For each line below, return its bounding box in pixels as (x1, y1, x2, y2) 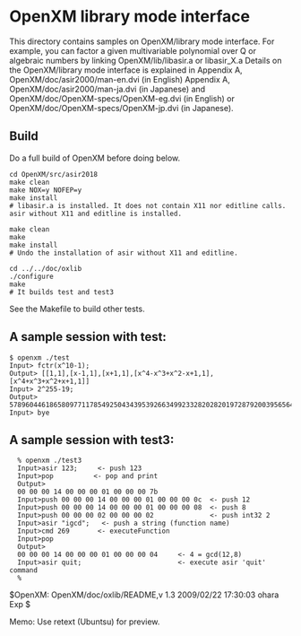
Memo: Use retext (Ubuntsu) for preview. (9, 616, 160, 627)
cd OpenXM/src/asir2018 (9, 170, 99, 179)
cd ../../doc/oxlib (9, 264, 82, 273)
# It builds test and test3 (9, 287, 115, 297)
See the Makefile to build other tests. (9, 303, 145, 314)
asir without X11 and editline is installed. (9, 209, 182, 218)
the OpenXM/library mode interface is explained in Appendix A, (9, 65, 244, 75)
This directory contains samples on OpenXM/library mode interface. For (9, 36, 275, 47)
